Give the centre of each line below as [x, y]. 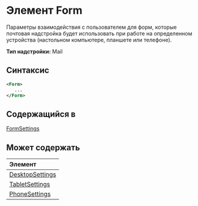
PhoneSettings [30, 194]
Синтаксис [28, 71]
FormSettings [23, 129]
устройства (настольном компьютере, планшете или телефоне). [89, 40]
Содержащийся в [41, 114]
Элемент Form [44, 11]
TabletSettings [30, 184]
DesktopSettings [33, 174]
